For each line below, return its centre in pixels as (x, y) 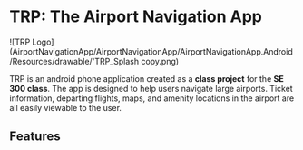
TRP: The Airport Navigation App (136, 17)
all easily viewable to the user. (66, 107)
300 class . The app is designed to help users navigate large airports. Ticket (151, 88)
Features (35, 137)
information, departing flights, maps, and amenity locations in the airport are (152, 98)
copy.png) (160, 61)
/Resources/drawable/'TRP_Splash (74, 61)
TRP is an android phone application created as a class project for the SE (147, 78)
